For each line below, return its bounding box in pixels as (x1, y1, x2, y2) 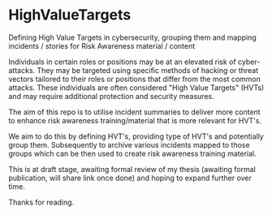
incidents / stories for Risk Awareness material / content (8, 41, 196, 50)
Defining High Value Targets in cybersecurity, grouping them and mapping (8, 32, 257, 42)
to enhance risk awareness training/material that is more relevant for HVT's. (8, 115, 262, 125)
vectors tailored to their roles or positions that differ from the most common (8, 74, 261, 84)
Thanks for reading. (8, 197, 75, 207)
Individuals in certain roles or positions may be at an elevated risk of (8, 57, 237, 67)
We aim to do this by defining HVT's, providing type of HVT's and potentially (8, 131, 264, 141)
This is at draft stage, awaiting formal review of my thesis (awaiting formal (8, 164, 256, 174)
